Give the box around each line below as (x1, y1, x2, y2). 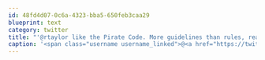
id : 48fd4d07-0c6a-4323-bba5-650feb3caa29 (8, 11, 150, 19)
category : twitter (8, 26, 69, 34)
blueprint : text (8, 19, 62, 26)
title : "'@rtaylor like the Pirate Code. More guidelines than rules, (8, 33, 245, 41)
